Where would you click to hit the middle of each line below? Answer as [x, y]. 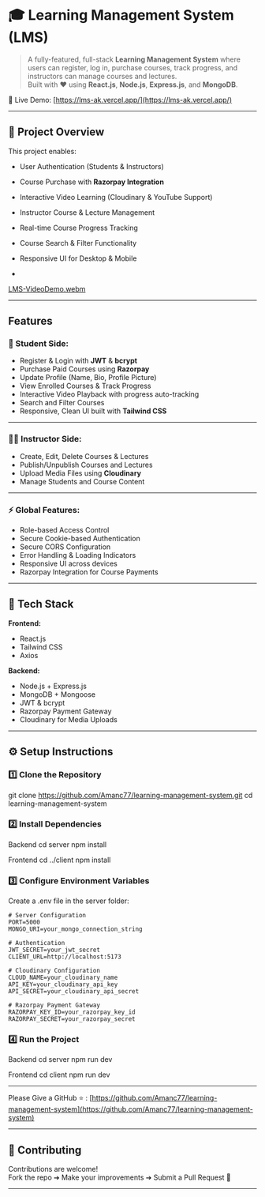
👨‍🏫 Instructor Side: [45, 439]
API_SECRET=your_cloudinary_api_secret [74, 992]
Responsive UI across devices [69, 564]
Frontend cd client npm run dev [59, 1075]
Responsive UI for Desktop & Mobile [78, 258]
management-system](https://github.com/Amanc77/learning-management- [131, 1109]
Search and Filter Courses [62, 403]
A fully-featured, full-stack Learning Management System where [134, 59]
